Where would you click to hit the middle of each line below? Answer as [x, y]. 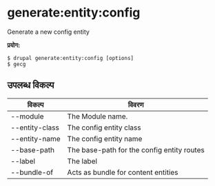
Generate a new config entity [48, 32]
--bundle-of [32, 172]
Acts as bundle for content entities [123, 172]
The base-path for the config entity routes [136, 149]
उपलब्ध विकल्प [31, 85]
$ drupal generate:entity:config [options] [71, 58]
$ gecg [17, 64]
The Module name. [98, 116]
